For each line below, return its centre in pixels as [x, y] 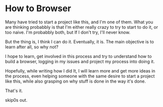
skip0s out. [16, 100]
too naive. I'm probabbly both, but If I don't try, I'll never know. [68, 32]
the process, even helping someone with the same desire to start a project [80, 76]
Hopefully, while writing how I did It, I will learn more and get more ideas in [80, 71]
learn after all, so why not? [32, 47]
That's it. [14, 90]
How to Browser [38, 9]
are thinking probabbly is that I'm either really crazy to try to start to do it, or [81, 27]
